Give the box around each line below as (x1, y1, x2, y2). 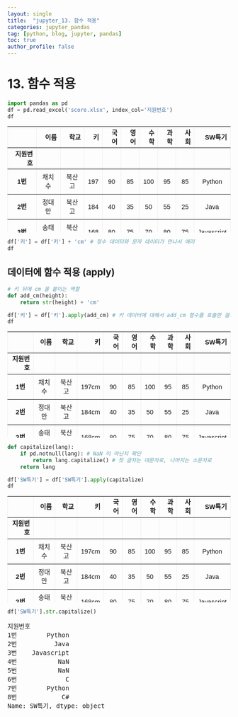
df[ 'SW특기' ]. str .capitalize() (7, 608, 97, 616)
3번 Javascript (7, 648, 69, 657)
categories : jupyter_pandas (7, 23, 91, 30)
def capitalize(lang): (7, 444, 74, 451)
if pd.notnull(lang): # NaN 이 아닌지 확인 (20, 450, 142, 457)
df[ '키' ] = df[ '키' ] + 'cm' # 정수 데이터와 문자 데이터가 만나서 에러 (7, 239, 195, 246)
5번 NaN (7, 666, 69, 675)
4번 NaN (7, 658, 69, 665)
